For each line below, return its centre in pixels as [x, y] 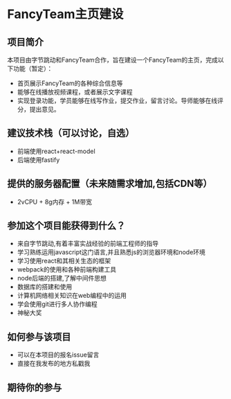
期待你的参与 [35, 388]
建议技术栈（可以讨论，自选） [71, 133]
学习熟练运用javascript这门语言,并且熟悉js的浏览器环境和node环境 [111, 252]
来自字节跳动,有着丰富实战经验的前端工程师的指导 [88, 244]
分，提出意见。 [38, 109]
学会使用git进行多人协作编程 [57, 304]
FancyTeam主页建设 [65, 14]
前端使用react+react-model [56, 151]
